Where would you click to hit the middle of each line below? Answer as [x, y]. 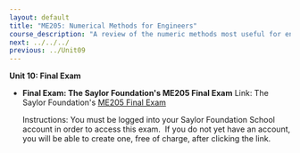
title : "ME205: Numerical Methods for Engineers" [104, 26]
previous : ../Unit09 [48, 51]
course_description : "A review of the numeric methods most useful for [145, 34]
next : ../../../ [39, 42]
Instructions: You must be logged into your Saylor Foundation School [148, 120]
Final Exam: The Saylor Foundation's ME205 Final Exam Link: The [146, 93]
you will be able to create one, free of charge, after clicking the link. [146, 139]
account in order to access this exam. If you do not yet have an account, [156, 129]
